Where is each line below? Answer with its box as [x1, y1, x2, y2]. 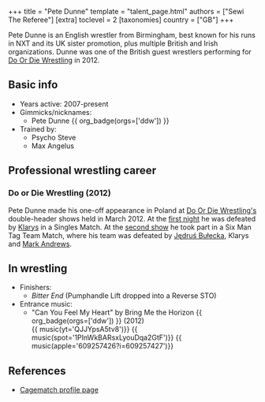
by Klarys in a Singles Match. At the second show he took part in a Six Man [8, 222, 252, 232]
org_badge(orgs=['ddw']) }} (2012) [31, 316, 144, 326]
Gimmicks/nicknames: [19, 107, 92, 117]
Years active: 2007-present [19, 99, 109, 109]
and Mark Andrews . [8, 239, 73, 248]
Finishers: [19, 283, 52, 292]
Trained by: [19, 124, 57, 133]
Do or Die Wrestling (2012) [8, 188, 112, 199]
